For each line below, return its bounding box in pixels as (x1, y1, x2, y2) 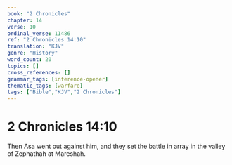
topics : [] (7, 62, 39, 70)
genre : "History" (7, 50, 58, 57)
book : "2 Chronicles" (7, 10, 71, 18)
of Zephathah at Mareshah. (7, 150, 86, 158)
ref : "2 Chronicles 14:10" (7, 37, 86, 44)
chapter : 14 (7, 17, 42, 24)
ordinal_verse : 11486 (7, 29, 71, 37)
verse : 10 (7, 23, 37, 30)
